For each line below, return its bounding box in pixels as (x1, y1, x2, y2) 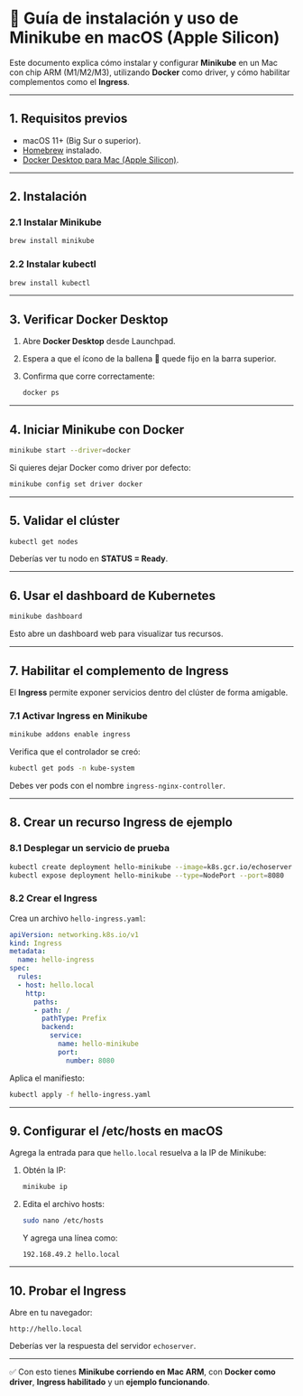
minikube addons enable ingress (9, 730, 131, 739)
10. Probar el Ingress (9, 1283, 127, 1298)
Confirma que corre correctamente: (22, 370, 155, 382)
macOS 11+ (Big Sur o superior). (22, 135, 142, 145)
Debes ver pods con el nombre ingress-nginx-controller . (9, 780, 225, 791)
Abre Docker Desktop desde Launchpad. (22, 336, 176, 347)
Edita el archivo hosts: (22, 1199, 106, 1210)
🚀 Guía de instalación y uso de (9, 8, 239, 29)
